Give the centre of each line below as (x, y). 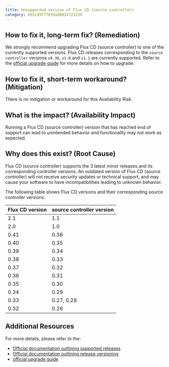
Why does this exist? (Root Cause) (61, 154)
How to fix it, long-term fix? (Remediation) (73, 35)
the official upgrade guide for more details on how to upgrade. (70, 63)
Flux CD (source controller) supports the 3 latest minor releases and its (79, 166)
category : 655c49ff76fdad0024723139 (44, 15)
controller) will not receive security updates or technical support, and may (82, 177)
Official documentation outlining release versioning (65, 353)
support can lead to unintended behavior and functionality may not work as (83, 132)
